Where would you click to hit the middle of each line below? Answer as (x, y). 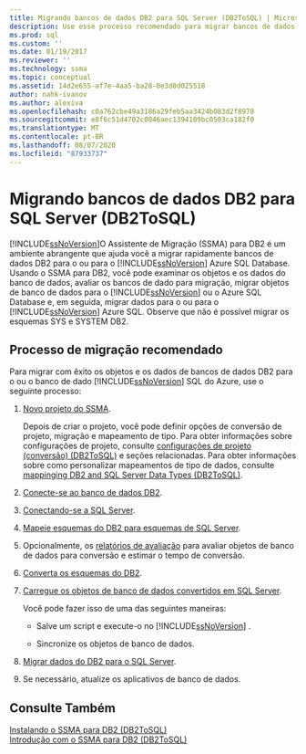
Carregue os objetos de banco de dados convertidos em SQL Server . (152, 591)
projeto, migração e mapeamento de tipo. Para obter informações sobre (158, 436)
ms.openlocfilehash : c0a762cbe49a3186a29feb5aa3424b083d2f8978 (132, 111)
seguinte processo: (46, 391)
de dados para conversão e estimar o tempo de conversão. (133, 555)
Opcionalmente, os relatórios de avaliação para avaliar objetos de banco (158, 546)
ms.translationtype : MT (55, 129)
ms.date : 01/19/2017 (49, 52)
